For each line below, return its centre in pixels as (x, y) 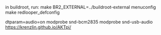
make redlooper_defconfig (33, 12)
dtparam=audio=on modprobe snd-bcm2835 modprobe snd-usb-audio (79, 22)
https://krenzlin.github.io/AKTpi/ (38, 27)
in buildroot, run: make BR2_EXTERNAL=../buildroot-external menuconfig (81, 7)
